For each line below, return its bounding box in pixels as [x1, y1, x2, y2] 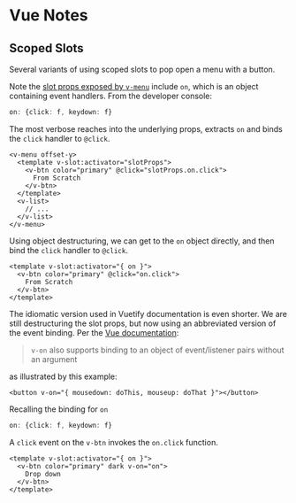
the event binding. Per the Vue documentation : [9, 327, 179, 337]
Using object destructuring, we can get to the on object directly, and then [9, 236, 275, 246]
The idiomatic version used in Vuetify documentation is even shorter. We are [9, 308, 287, 319]
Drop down [25, 469, 62, 478]
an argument [30, 353, 78, 364]
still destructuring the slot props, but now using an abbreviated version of [9, 318, 277, 329]
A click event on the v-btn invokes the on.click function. [9, 437, 218, 447]
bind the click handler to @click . [9, 244, 128, 255]
